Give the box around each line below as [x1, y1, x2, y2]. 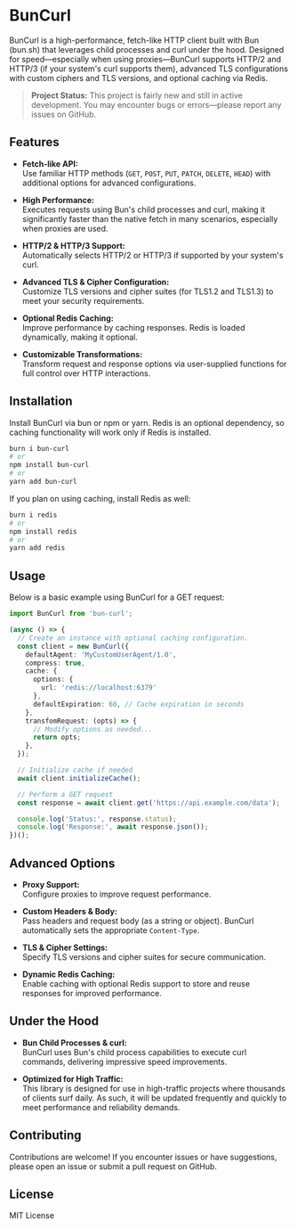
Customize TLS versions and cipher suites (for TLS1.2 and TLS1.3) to [21, 286, 274, 297]
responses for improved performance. [21, 987, 162, 998]
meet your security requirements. [21, 295, 145, 306]
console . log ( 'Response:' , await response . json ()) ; [17, 823, 209, 831]
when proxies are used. [21, 223, 108, 233]
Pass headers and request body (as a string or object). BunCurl [21, 915, 254, 926]
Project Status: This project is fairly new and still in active [30, 90, 243, 101]
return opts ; [32, 733, 82, 742]
